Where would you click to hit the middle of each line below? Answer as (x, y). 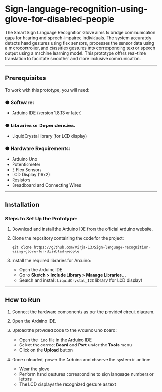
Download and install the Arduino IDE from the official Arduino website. (82, 229)
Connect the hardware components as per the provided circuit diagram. (83, 312)
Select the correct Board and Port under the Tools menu (75, 345)
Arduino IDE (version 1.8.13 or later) (47, 113)
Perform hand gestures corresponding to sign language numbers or (86, 374)
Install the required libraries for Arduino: (52, 261)
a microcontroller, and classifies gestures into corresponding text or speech (80, 48)
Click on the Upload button (46, 350)
